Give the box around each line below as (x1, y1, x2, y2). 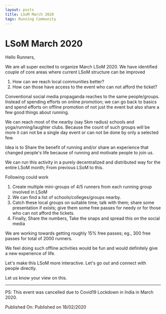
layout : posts (5, 7, 35, 12)
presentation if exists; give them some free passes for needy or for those (12, 205, 161, 211)
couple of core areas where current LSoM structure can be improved (5, 69, 145, 75)
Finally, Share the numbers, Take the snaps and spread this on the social (12, 215, 160, 221)
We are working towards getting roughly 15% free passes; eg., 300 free (5, 230, 151, 236)
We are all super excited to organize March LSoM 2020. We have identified (5, 64, 158, 70)
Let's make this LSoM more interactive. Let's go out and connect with (5, 260, 147, 266)
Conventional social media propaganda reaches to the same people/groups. (5, 94, 160, 100)
